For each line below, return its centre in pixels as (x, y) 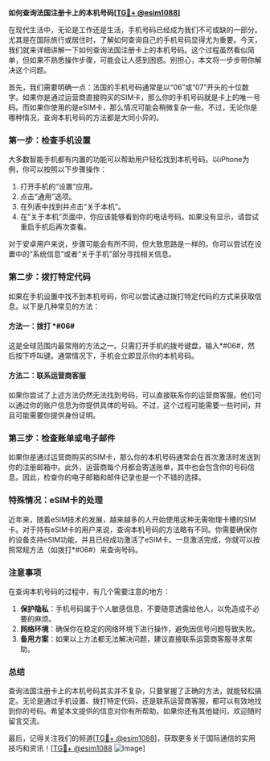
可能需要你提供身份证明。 (57, 415)
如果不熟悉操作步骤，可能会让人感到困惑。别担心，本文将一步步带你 (142, 60)
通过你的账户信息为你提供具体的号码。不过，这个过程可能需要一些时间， (135, 405)
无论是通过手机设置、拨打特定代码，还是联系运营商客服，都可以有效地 (138, 701)
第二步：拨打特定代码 (49, 277)
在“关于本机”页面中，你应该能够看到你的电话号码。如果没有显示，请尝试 (139, 217)
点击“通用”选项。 (48, 197)
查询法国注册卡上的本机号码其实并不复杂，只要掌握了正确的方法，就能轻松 (131, 691)
